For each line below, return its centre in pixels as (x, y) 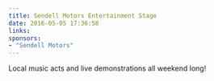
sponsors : (25, 38)
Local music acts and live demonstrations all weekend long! (107, 68)
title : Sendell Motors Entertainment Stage (83, 16)
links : (19, 30)
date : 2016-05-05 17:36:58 (54, 23)
